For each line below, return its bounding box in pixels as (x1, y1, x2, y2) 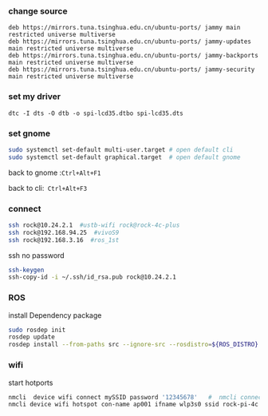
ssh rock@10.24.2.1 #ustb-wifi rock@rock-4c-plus (8, 221, 180, 229)
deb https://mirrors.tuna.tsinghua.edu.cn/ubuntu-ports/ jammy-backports (8, 52, 259, 60)
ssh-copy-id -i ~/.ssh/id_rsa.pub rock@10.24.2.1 (8, 273, 177, 281)
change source (8, 6, 68, 17)
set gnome (8, 128, 51, 139)
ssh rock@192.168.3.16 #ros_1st (8, 236, 120, 244)
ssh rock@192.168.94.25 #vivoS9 (8, 228, 120, 236)
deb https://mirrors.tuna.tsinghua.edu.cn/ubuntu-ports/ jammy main (8, 24, 241, 32)
